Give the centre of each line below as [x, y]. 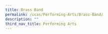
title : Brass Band [24, 10]
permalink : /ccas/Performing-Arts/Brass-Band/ [54, 14]
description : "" [22, 19]
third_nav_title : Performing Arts [41, 24]
